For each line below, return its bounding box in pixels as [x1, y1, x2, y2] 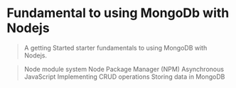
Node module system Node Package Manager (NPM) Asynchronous [23, 65, 225, 73]
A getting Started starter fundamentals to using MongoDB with [23, 43, 208, 52]
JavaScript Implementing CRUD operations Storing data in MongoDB [23, 72, 225, 81]
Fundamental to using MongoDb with [6, 5, 230, 21]
